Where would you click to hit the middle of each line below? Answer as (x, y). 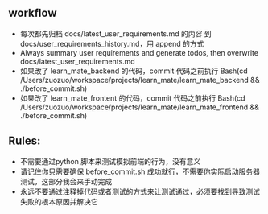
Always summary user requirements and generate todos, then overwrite (139, 52)
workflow (33, 13)
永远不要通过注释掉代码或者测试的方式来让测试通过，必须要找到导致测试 (140, 191)
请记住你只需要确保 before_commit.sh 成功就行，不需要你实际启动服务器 (140, 171)
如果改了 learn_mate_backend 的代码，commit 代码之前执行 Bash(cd (134, 71)
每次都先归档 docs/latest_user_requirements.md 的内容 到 (115, 33)
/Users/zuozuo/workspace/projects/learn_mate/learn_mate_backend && (140, 80)
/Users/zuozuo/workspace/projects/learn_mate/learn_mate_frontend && (140, 107)
